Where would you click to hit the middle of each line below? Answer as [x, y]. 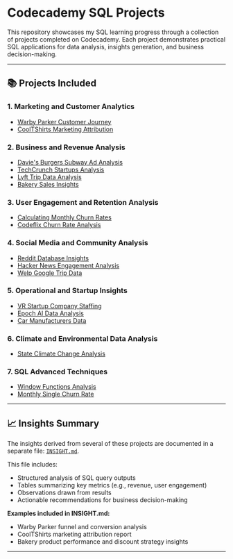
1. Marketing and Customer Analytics [71, 107]
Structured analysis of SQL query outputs [77, 478]
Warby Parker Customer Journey [64, 122]
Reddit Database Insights [53, 258]
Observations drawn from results [64, 493]
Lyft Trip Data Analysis [49, 177]
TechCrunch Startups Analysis [61, 169]
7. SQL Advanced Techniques [58, 372]
